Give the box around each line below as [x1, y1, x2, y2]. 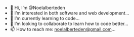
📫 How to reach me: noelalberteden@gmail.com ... [10, 26, 116, 32]
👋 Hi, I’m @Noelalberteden [10, 5, 66, 10]
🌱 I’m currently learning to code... [10, 15, 80, 21]
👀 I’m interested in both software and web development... [10, 10, 129, 16]
